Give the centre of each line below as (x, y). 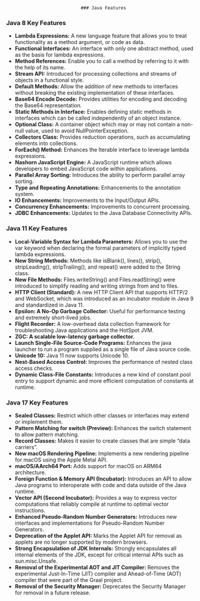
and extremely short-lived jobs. (53, 317)
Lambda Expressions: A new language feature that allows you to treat (101, 36)
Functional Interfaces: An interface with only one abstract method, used (104, 49)
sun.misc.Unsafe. (36, 561)
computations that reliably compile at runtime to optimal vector (92, 504)
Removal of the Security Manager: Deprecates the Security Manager (100, 586)
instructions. (30, 510)
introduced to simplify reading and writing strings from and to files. (97, 286)
